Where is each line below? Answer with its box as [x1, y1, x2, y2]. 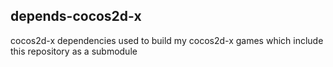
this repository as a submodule [10, 45, 138, 57]
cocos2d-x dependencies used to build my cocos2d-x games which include [10, 34, 324, 46]
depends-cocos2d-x [10, 8, 142, 25]
